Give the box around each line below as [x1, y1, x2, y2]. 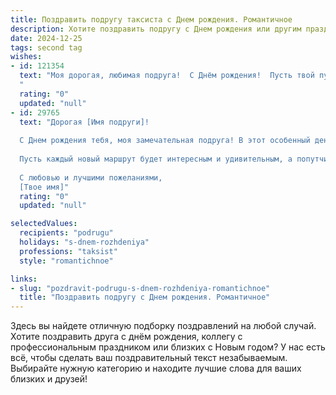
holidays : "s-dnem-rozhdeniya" [19, 237, 150, 247]
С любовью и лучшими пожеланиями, [19, 172, 163, 183]
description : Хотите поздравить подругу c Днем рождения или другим [10, 24, 302, 34]
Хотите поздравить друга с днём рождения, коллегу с [10, 331, 243, 343]
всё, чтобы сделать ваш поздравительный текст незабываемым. [10, 352, 288, 364]
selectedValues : [10, 219, 78, 229]
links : [10, 274, 38, 284]
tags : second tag [10, 42, 83, 53]
